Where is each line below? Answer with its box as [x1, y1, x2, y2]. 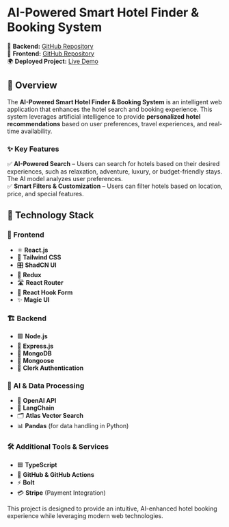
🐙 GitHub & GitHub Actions [16, 470, 94, 478]
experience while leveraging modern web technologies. [7, 511, 163, 519]
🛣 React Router [16, 278, 64, 286]
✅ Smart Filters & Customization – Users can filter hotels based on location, [7, 182, 223, 190]
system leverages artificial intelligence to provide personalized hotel [7, 112, 201, 121]
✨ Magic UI [16, 295, 50, 303]
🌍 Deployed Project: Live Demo [7, 57, 99, 65]
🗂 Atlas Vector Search [16, 412, 84, 420]
